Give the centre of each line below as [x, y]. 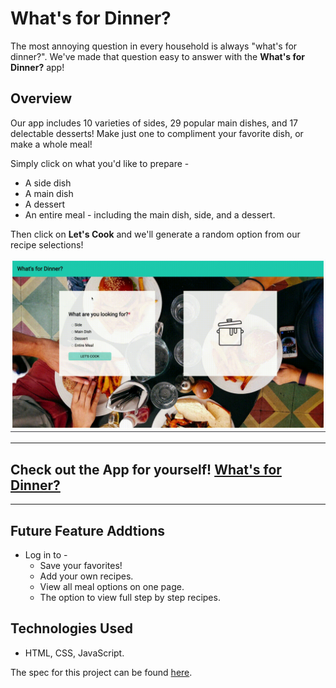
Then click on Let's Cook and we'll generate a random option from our [155, 234]
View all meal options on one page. [112, 586]
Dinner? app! [37, 67]
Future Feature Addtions [87, 530]
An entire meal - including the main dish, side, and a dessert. [150, 214]
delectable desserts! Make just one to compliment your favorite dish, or [157, 133]
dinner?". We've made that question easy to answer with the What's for [158, 56]
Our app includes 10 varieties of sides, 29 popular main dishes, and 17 [154, 123]
